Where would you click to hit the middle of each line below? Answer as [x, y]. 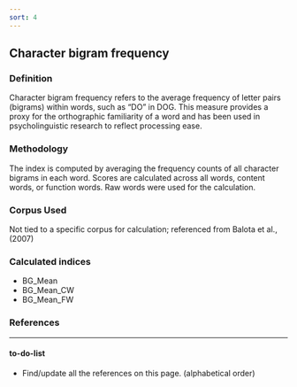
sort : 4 [23, 17]
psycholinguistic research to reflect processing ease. [106, 126]
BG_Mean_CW [48, 290]
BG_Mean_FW [48, 300]
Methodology [39, 149]
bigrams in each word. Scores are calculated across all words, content [137, 177]
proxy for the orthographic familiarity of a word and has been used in [135, 117]
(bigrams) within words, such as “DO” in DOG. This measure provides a [139, 107]
